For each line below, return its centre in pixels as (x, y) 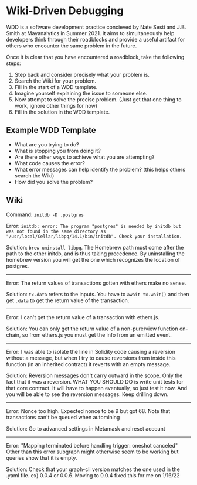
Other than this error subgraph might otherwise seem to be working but (92, 452)
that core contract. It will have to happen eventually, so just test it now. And (97, 388)
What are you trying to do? (47, 144)
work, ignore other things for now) (56, 105)
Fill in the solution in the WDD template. (62, 112)
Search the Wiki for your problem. (55, 81)
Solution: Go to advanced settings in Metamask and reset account (86, 428)
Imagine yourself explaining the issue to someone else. (81, 93)
